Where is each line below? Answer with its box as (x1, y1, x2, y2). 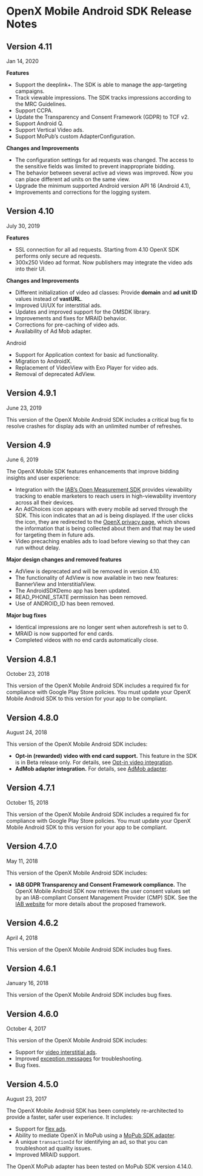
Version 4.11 (6, 41, 53, 52)
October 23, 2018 (6, 670, 50, 678)
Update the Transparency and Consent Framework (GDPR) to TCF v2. (15, 114, 189, 120)
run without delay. (15, 544, 61, 551)
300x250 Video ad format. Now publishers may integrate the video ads (15, 258, 193, 266)
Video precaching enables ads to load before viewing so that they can (15, 538, 190, 545)
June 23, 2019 (6, 404, 42, 411)
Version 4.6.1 (6, 963, 56, 974)
